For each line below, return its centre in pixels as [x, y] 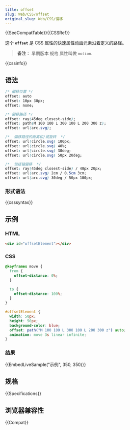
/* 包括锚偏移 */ [23, 164]
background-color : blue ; [35, 326]
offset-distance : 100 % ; [38, 294]
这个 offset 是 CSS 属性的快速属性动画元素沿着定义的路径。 [66, 43]
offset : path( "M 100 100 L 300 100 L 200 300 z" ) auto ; [68, 330]
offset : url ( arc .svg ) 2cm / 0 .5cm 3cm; [46, 173]
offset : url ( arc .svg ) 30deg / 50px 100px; [49, 178]
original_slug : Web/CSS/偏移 [34, 19]
